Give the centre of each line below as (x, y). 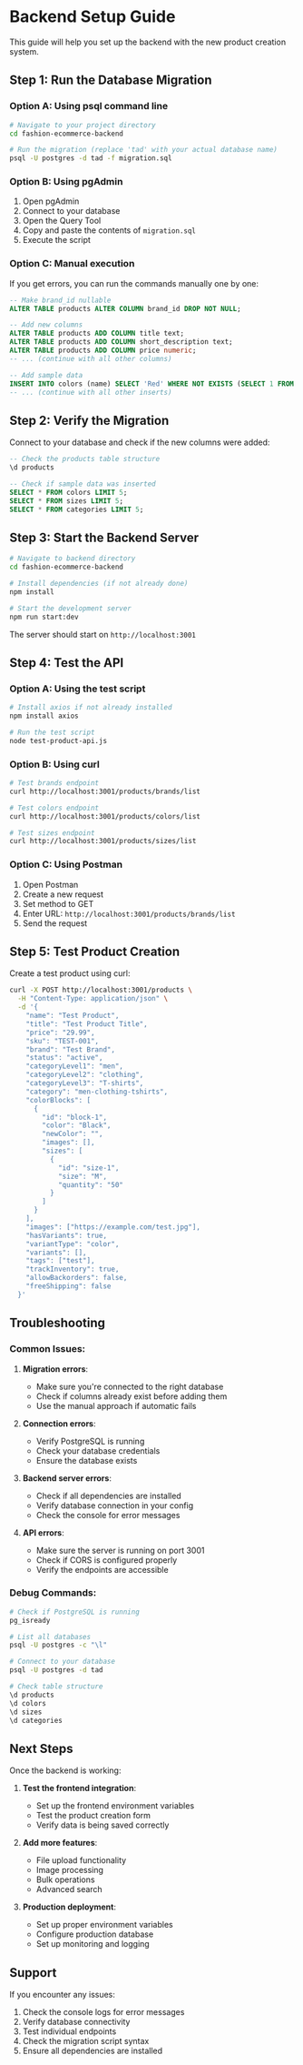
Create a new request (63, 894)
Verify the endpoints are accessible (103, 1569)
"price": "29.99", (60, 1032)
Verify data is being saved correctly (103, 1825)
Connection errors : (59, 1423)
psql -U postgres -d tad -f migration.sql (91, 158)
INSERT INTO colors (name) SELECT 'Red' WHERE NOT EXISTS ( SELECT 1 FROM (152, 384)
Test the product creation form (93, 1816)
